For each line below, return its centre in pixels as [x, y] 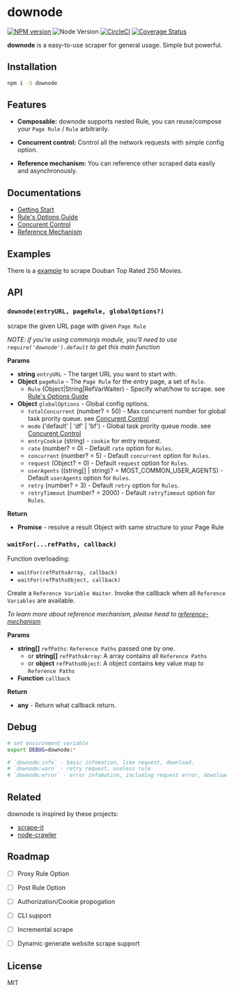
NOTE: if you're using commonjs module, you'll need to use [92, 339]
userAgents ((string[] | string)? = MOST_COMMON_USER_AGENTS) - [125, 470]
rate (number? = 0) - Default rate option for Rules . [100, 448]
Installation [32, 67]
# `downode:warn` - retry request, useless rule [79, 769]
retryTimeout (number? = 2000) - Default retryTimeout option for [122, 492]
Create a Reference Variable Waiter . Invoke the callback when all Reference [117, 593]
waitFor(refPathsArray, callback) [67, 573]
